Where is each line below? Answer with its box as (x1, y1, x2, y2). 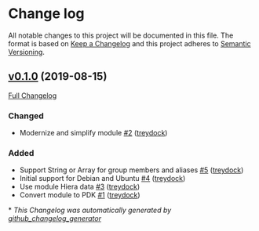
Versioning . (8, 47, 46, 56)
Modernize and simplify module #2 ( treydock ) (19, 128, 168, 138)
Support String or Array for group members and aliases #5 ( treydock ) (19, 165, 244, 175)
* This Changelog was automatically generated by (8, 205, 172, 215)
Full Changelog (8, 91, 57, 100)
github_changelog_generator (8, 214, 102, 223)
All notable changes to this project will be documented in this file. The (8, 31, 234, 40)
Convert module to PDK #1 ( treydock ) (19, 190, 140, 200)
